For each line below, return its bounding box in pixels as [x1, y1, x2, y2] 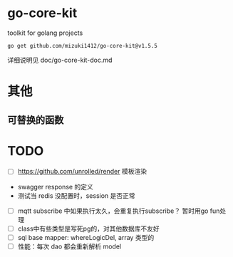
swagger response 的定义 [17, 182, 94, 191]
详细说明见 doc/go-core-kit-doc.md [7, 56, 113, 64]
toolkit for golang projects [7, 28, 83, 37]
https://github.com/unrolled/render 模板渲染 [17, 167, 147, 176]
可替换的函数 [7, 114, 64, 126]
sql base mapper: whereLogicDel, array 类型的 [17, 233, 155, 241]
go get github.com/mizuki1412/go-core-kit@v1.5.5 [7, 42, 158, 49]
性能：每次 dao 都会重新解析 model [17, 242, 122, 251]
